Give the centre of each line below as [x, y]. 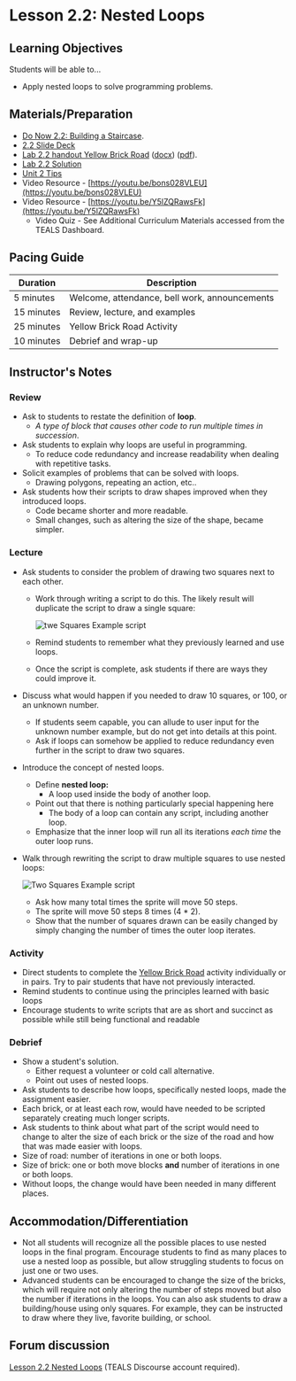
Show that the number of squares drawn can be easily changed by [156, 920]
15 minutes [37, 312]
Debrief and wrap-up [114, 340]
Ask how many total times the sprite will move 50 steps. [137, 902]
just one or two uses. [60, 1271]
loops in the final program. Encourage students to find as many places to [154, 1252]
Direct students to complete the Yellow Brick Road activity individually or [154, 972]
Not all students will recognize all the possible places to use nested [144, 1243]
